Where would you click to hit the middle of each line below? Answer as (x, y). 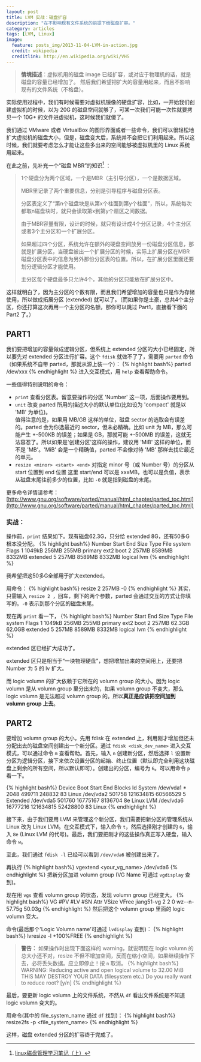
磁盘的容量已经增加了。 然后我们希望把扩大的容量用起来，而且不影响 (105, 82)
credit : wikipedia (35, 51)
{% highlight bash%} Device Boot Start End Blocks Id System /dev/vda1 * (96, 788)
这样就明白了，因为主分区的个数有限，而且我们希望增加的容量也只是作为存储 (100, 292)
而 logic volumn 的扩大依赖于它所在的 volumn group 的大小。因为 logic (93, 681)
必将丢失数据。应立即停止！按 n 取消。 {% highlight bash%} (105, 964)
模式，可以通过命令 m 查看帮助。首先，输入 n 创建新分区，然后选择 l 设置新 (99, 753)
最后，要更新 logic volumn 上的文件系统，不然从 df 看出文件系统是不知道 (96, 995)
